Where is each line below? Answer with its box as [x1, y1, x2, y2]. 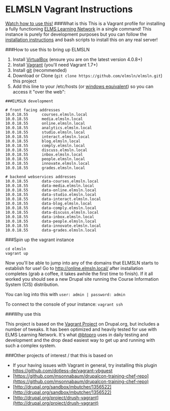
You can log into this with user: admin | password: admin [5, 291, 126, 297]
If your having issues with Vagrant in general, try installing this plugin [12, 362, 157, 368]
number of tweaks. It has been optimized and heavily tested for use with [5, 326, 157, 332]
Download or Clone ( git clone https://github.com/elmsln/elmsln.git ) [12, 72, 163, 78]
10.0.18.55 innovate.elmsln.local [5, 161, 90, 166]
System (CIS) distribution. [5, 281, 60, 287]
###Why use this [5, 311, 41, 317]
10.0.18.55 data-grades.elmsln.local [5, 227, 97, 232]
